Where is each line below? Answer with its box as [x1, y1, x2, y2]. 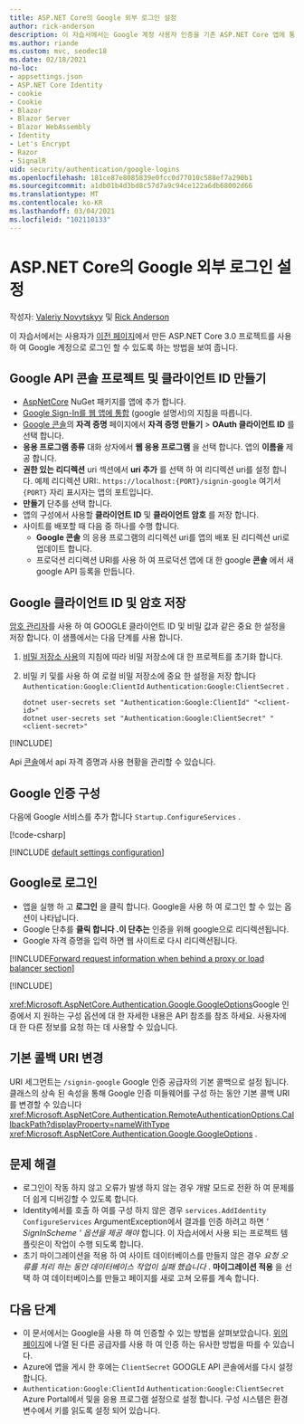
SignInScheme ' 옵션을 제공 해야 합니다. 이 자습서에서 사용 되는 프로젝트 [22, 1228, 279, 1239]
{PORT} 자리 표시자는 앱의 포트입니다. [22, 487, 154, 498]
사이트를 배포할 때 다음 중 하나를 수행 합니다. [22, 521, 180, 532]
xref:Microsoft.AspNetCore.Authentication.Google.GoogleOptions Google [9, 999, 280, 1010]
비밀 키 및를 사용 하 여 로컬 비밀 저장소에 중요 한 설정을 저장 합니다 [22, 670, 256, 681]
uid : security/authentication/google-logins [9, 165, 180, 174]
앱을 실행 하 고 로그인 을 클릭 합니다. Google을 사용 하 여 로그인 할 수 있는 [22, 901, 283, 912]
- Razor [9, 147, 39, 157]
